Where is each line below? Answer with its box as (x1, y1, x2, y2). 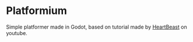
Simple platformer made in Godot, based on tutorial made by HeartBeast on (6, 23, 188, 30)
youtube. (6, 29, 27, 36)
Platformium (6, 4, 67, 17)
